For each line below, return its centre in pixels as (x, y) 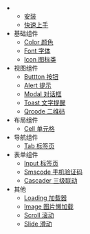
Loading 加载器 (45, 198)
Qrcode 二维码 (44, 111)
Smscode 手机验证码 (53, 172)
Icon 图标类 (40, 59)
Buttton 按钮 (41, 76)
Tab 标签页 (39, 146)
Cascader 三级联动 (50, 180)
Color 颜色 (38, 42)
